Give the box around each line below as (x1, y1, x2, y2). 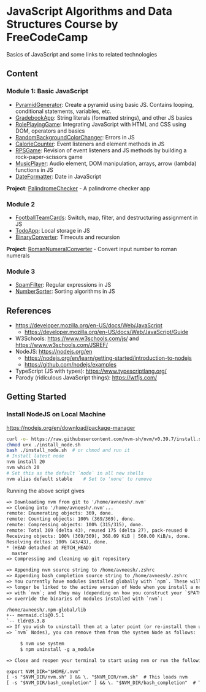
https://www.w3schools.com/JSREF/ (15, 341, 109, 349)
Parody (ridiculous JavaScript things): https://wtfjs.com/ (15, 374, 158, 381)
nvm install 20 (6, 459, 45, 465)
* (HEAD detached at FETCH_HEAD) (6, 545, 92, 551)
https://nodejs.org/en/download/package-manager (6, 424, 135, 431)
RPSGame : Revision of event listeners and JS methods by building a (15, 146, 187, 154)
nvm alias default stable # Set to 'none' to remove (6, 476, 152, 482)
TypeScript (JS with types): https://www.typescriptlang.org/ (15, 367, 167, 375)
